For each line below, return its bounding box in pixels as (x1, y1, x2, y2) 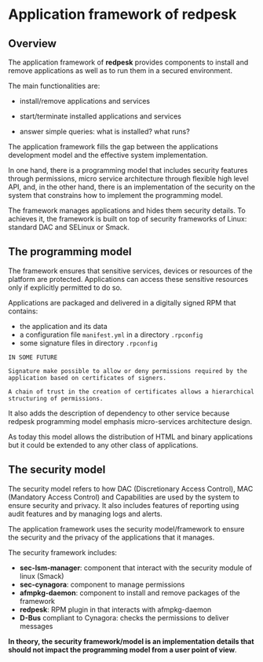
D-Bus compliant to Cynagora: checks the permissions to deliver (19, 613, 229, 622)
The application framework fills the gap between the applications (8, 142, 218, 151)
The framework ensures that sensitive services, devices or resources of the (8, 265, 253, 276)
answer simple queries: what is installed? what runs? (19, 127, 190, 136)
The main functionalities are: (8, 81, 100, 90)
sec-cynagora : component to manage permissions (19, 580, 185, 589)
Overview (8, 37, 57, 50)
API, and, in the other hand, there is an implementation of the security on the (8, 182, 256, 192)
